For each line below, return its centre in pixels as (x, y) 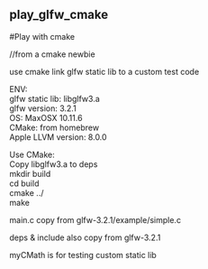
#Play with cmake (42, 36)
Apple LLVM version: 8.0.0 (58, 137)
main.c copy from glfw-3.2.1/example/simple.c (95, 219)
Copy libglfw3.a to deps (54, 164)
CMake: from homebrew (54, 127)
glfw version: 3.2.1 (43, 108)
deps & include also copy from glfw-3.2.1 (85, 237)
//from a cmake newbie (53, 54)
